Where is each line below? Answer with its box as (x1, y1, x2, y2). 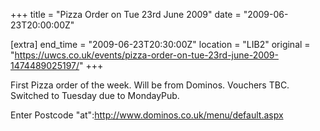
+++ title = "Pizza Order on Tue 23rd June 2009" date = (10, 9, 242, 20)
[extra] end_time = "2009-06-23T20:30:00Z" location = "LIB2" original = (10, 39, 311, 50)
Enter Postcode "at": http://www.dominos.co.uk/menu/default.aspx (10, 109, 284, 121)
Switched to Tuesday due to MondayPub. (10, 90, 180, 101)
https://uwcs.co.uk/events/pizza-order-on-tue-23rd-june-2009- (14, 49, 279, 61)
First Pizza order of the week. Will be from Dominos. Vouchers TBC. (10, 79, 290, 91)
